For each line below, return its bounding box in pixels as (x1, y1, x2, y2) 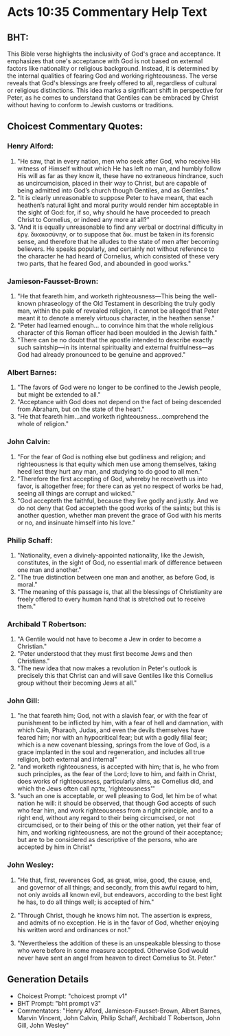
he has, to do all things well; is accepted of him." (16, 898, 154, 906)
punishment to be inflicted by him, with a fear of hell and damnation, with (16, 719, 224, 727)
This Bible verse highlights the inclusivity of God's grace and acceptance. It (7, 49, 221, 58)
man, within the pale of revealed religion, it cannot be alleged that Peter (16, 307, 220, 315)
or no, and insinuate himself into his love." (16, 518, 136, 527)
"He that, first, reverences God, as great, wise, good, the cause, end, (16, 876, 212, 884)
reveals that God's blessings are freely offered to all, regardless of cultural (7, 79, 218, 87)
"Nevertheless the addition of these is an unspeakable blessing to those (16, 939, 221, 947)
